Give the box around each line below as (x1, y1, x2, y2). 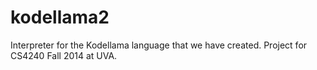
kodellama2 (10, 6, 110, 29)
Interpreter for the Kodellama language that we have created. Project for (10, 39, 308, 51)
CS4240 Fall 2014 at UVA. (10, 49, 118, 61)
